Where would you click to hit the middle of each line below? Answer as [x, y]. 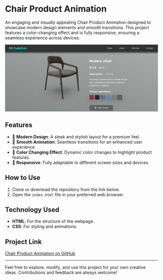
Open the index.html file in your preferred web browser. [68, 194]
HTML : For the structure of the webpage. [53, 221]
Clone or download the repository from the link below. [66, 189]
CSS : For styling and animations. [45, 227]
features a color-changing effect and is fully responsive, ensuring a [72, 32]
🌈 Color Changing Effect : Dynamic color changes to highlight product [82, 152]
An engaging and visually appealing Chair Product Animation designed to [78, 22]
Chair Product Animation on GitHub [40, 253]
